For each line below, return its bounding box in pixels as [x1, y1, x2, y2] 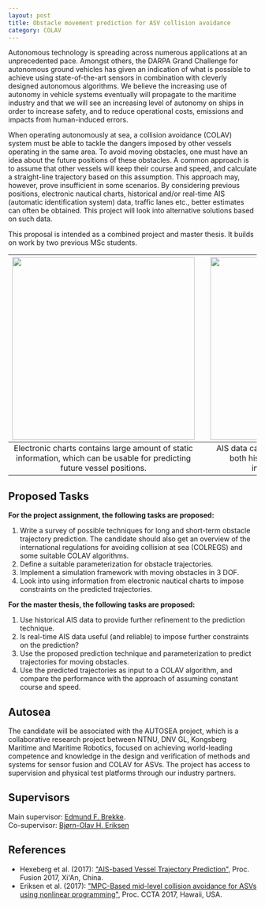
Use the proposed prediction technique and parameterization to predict [19, 649, 252, 658]
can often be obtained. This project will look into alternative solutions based [8, 206, 255, 216]
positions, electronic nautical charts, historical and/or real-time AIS [8, 189, 226, 198]
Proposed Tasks [8, 489, 89, 502]
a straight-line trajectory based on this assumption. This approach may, [8, 172, 241, 182]
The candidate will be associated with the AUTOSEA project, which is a [8, 726, 239, 736]
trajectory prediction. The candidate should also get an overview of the [19, 534, 251, 544]
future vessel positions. [60, 463, 147, 474]
